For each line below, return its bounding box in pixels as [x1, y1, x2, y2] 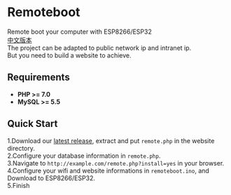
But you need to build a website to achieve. [7, 51, 132, 60]
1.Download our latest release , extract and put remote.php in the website [7, 136, 215, 144]
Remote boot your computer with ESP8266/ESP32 [7, 27, 152, 36]
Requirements [7, 72, 70, 83]
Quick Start [7, 118, 58, 130]
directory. [7, 144, 35, 152]
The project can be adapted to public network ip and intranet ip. [7, 43, 192, 52]
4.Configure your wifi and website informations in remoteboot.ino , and [7, 166, 210, 175]
